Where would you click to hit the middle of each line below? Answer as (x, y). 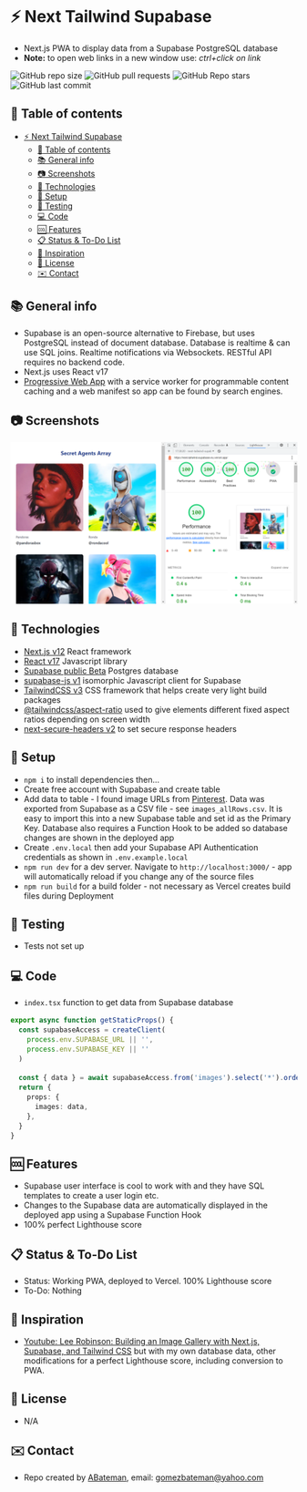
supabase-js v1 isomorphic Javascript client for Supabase (132, 680)
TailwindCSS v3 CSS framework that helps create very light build (145, 690)
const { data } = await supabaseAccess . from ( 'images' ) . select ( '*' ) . (151, 1078)
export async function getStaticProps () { (92, 1021)
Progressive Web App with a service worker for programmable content (156, 381)
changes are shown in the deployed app (99, 838)
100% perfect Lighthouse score (82, 1225)
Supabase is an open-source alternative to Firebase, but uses (139, 333)
